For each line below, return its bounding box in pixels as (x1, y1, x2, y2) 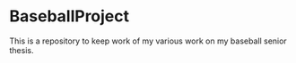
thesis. (9, 44, 34, 55)
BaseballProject (9, 6, 130, 27)
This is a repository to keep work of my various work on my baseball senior (9, 35, 287, 46)
